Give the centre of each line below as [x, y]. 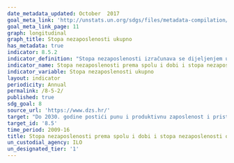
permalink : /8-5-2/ [36, 91]
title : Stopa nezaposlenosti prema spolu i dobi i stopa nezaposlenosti [115, 136]
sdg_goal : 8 [24, 104]
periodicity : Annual [37, 85]
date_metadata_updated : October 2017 [63, 14]
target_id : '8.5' [32, 123]
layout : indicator [34, 78]
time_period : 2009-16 [39, 130]
